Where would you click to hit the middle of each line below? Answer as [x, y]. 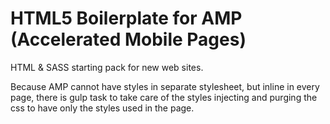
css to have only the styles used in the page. [102, 108]
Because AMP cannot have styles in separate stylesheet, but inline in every [165, 86]
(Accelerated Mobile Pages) [128, 39]
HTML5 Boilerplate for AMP [126, 18]
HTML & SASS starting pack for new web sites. [107, 67]
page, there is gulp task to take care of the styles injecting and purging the [164, 97]
